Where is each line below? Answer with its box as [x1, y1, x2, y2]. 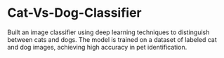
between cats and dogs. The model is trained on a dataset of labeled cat [7, 35, 218, 43]
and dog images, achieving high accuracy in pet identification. [7, 43, 187, 51]
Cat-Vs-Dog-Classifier [7, 5, 142, 21]
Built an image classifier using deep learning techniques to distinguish [7, 28, 210, 36]
